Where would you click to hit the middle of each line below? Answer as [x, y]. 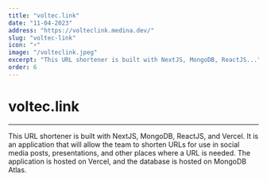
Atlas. [17, 169]
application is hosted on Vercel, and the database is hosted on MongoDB [128, 161]
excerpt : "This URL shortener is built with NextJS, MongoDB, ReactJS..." [135, 60]
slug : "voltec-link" [43, 38]
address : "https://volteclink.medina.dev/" [81, 30]
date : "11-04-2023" [41, 23]
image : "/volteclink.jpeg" [53, 52]
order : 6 [23, 67]
